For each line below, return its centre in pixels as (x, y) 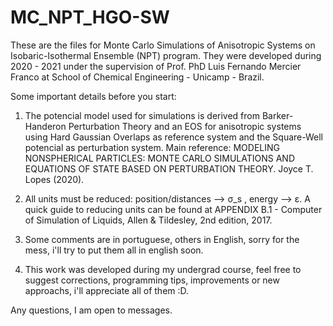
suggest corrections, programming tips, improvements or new (152, 280)
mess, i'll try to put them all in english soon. (114, 250)
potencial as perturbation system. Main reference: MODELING (152, 147)
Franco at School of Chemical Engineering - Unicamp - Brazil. (137, 77)
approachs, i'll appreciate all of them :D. (107, 290)
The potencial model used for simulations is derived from (142, 115)
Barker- (277, 115)
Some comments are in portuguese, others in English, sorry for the (162, 239)
